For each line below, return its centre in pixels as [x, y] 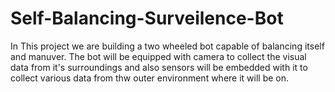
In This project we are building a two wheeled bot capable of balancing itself [167, 46]
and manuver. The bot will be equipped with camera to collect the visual [158, 56]
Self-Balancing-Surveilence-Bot [147, 18]
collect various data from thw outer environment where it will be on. [150, 78]
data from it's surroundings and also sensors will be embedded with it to [159, 67]
